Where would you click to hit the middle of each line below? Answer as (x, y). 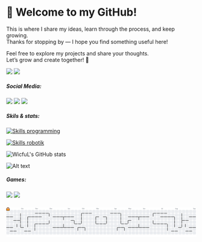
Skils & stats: (23, 116)
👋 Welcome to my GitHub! (72, 12)
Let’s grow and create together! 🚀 (48, 60)
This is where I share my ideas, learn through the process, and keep (90, 29)
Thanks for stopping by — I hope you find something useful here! (87, 42)
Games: (16, 179)
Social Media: (24, 86)
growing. (17, 35)
